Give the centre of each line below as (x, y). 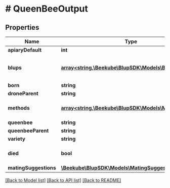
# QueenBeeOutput (47, 9)
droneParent (23, 93)
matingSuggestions (32, 168)
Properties (22, 27)
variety (17, 139)
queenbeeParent (28, 131)
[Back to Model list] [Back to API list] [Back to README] (63, 180)
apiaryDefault (25, 50)
